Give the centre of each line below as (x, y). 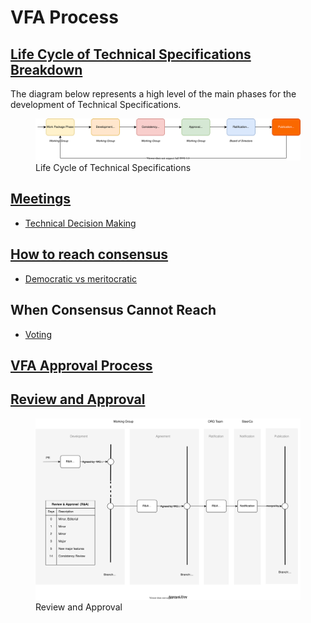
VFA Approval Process (81, 365)
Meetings (41, 199)
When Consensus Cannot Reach (113, 310)
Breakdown (46, 69)
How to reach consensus (89, 254)
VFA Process (64, 17)
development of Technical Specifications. (96, 104)
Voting (38, 334)
